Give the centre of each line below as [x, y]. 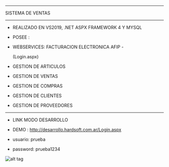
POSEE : [21, 37]
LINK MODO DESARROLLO [40, 120]
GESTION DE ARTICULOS [39, 66]
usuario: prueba [29, 139]
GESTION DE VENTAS [35, 76]
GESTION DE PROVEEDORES [43, 105]
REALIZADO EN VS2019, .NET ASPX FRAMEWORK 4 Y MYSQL [77, 27]
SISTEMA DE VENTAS [28, 13]
